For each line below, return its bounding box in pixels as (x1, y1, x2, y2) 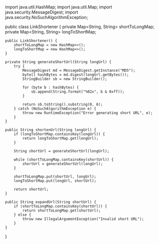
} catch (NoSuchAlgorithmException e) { (14, 106, 96, 111)
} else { (14, 212, 32, 217)
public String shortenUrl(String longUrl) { (5, 128, 96, 132)
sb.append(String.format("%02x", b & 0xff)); (31, 89, 125, 94)
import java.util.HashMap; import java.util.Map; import (5, 4, 112, 10)
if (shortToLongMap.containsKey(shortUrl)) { (14, 204, 108, 209)
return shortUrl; (14, 187, 49, 192)
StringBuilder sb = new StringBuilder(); (22, 77, 108, 81)
